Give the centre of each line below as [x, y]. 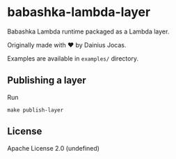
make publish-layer [35, 110]
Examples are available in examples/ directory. [73, 58]
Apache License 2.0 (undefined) [53, 148]
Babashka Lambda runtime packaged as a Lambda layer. [88, 31]
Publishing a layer [47, 81]
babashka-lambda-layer [79, 12]
